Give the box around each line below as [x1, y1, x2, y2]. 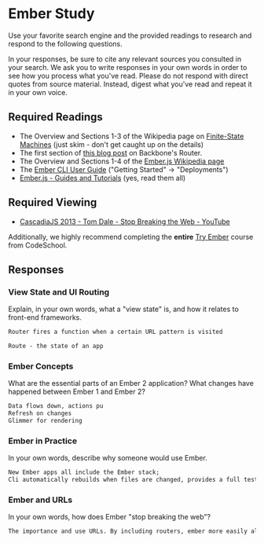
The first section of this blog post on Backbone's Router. [19, 148, 203, 157]
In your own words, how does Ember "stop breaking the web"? [8, 512, 211, 522]
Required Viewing [8, 196, 97, 209]
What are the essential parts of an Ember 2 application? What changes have [8, 379, 254, 388]
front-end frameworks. [8, 313, 82, 322]
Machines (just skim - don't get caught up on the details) [19, 139, 204, 149]
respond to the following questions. [8, 39, 123, 48]
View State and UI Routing [8, 286, 110, 297]
